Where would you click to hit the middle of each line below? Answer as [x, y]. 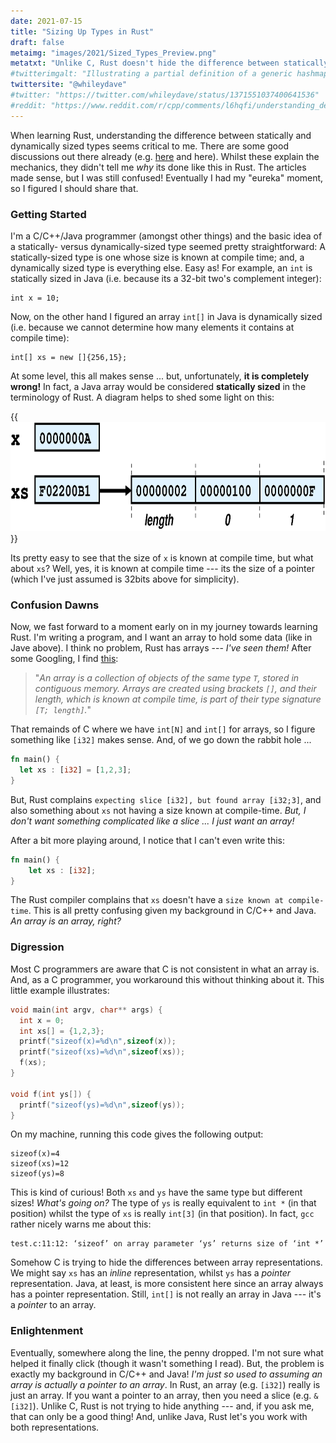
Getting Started [48, 214]
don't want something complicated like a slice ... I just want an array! [152, 821]
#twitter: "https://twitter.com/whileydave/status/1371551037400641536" [165, 95]
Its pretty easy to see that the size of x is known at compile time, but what [162, 557]
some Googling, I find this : [64, 659]
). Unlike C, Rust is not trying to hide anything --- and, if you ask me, [173, 1406]
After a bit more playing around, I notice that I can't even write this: [147, 840]
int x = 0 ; [42, 1020]
